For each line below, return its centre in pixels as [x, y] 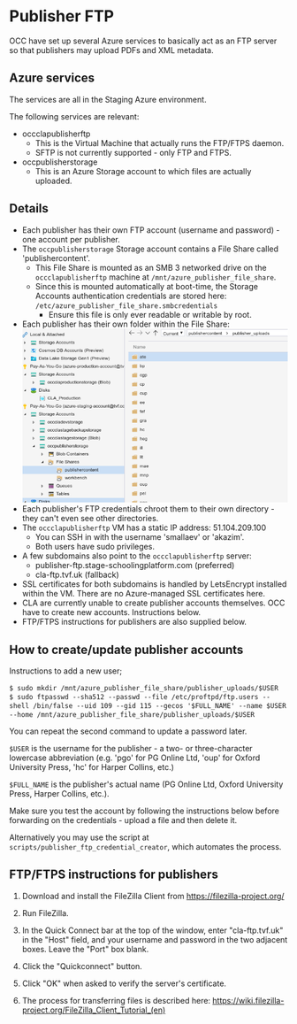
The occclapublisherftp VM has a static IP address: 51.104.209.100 [144, 527]
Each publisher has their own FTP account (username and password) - [151, 230]
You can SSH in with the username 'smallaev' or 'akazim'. [140, 537]
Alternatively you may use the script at [79, 837]
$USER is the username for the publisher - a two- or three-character [131, 748]
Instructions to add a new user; [65, 671]
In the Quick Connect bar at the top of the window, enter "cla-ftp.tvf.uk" [152, 930]
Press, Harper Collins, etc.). [59, 793]
